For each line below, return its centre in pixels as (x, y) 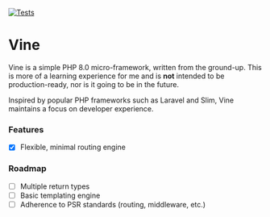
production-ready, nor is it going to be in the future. (94, 84)
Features (26, 129)
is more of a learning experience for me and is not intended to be (116, 76)
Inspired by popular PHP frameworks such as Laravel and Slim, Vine (121, 100)
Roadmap (27, 169)
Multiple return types (55, 186)
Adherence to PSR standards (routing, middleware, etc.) (113, 204)
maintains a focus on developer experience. (81, 108)
